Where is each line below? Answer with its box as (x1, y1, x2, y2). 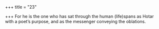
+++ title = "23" (5, 4, 37, 10)
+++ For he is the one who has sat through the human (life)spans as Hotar (5, 14, 154, 19)
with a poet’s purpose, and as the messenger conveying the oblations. (5, 19, 146, 24)
